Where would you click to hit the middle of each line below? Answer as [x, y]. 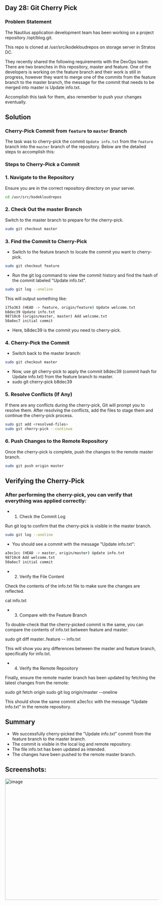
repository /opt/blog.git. [29, 37]
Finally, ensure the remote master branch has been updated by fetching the [80, 677]
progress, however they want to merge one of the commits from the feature [81, 77]
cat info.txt [16, 600]
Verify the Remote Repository [49, 668]
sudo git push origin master [34, 466]
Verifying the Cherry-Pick [45, 481]
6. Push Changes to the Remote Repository [57, 441]
